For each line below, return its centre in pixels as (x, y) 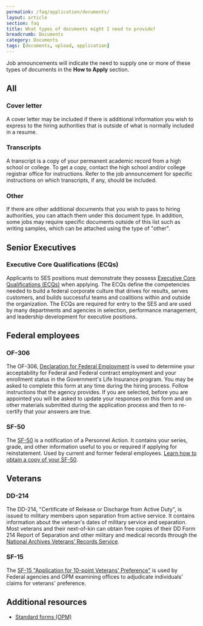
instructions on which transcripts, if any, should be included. (82, 180)
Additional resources (47, 602)
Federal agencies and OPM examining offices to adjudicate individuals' (95, 576)
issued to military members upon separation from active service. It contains (101, 516)
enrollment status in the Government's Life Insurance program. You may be (100, 379)
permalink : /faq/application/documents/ (58, 12)
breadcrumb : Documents (35, 35)
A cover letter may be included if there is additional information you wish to (100, 119)
